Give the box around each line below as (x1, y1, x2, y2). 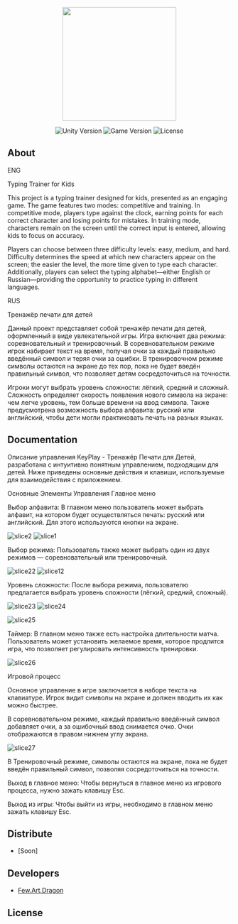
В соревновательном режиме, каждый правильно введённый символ (7, 714, 220, 723)
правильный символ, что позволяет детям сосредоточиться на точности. (7, 369, 231, 378)
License (7, 906, 43, 919)
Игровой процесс (7, 672, 61, 680)
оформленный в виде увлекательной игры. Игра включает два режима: (7, 331, 226, 340)
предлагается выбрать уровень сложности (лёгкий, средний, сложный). (7, 588, 229, 597)
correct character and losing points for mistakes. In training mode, (7, 216, 201, 224)
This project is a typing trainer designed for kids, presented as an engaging (7, 193, 227, 202)
